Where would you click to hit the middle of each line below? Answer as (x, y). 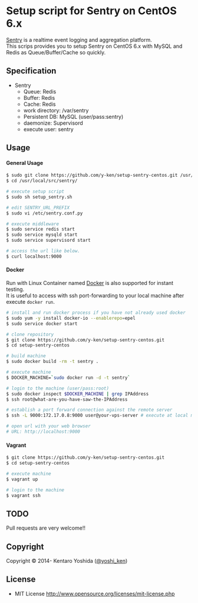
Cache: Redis (39, 104)
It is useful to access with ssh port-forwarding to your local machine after (95, 296)
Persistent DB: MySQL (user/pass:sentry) (73, 116)
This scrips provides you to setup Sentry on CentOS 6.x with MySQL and (94, 46)
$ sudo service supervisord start (49, 241)
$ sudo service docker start (42, 323)
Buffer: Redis (39, 98)
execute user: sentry (48, 129)
